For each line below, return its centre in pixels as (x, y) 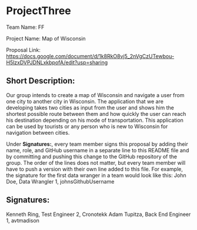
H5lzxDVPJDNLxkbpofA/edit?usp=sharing (57, 62)
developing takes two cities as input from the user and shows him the (90, 108)
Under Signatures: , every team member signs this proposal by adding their (97, 144)
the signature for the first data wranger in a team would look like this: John (96, 175)
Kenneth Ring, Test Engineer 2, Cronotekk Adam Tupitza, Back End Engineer (98, 214)
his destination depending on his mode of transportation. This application (95, 120)
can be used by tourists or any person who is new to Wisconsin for (87, 126)
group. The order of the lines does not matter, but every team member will (96, 162)
